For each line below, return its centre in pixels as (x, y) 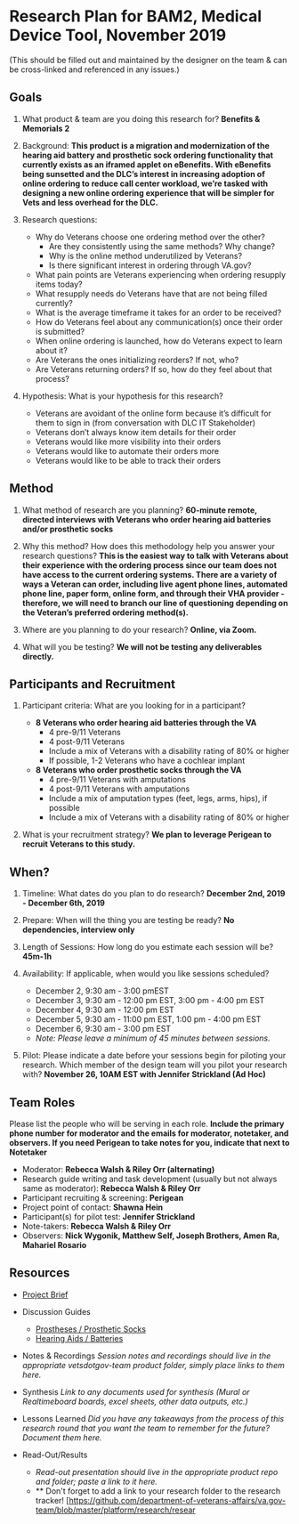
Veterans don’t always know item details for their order (136, 432)
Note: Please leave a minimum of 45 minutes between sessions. (153, 1038)
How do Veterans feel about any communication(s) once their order (159, 321)
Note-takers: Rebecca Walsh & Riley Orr (97, 1226)
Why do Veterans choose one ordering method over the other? (150, 237)
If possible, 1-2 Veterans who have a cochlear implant (147, 761)
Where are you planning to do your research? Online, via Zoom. (139, 629)
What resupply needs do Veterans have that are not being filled (151, 293)
